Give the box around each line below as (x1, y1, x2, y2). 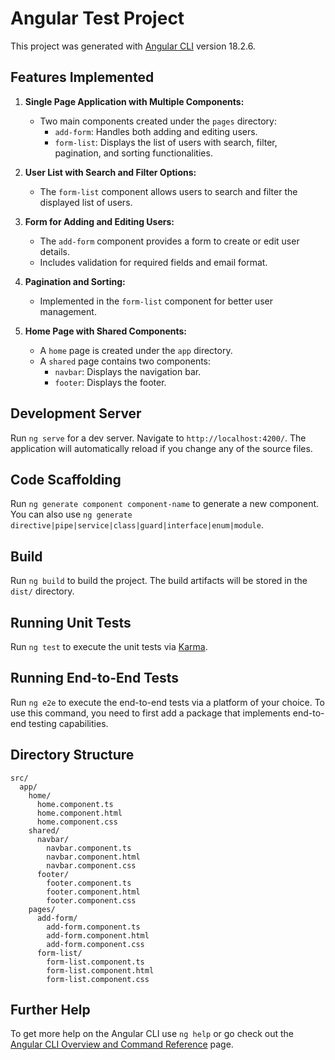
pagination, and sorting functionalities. (54, 147, 213, 159)
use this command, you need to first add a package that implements (10, 707, 291, 719)
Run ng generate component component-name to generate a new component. (10, 498, 320, 510)
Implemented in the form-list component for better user (39, 295, 273, 307)
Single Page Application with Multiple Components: (24, 95, 245, 107)
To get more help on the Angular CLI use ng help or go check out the (10, 1028, 294, 1040)
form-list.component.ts (46, 957, 145, 967)
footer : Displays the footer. (54, 376, 167, 388)
